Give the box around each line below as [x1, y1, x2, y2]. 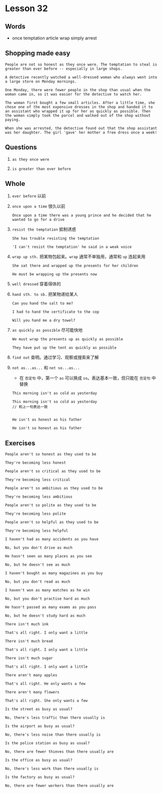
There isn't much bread [5, 639, 53, 644]
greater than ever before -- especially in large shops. [5, 66, 123, 71]
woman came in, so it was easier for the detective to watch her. [5, 92, 142, 97]
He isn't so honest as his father [12, 426, 82, 431]
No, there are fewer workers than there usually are [5, 783, 114, 788]
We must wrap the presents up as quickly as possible [12, 337, 123, 342]
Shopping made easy [5, 49, 70, 57]
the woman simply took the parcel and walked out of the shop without [5, 113, 151, 118]
